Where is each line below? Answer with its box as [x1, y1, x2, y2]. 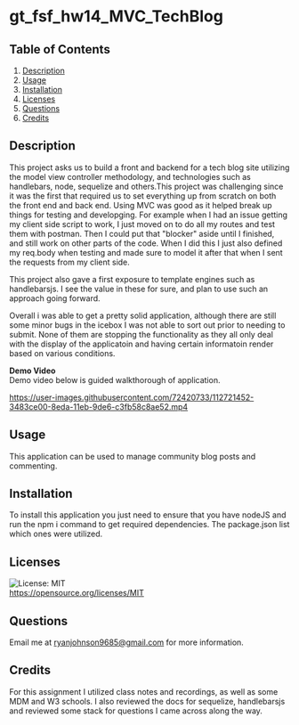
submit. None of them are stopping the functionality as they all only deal [9, 329, 274, 339]
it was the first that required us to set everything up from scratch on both [9, 190, 277, 201]
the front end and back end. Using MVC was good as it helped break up [9, 200, 273, 210]
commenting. [9, 460, 58, 471]
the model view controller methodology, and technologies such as [9, 171, 251, 182]
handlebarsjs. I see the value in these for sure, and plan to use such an [9, 283, 269, 294]
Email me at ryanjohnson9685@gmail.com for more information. [9, 637, 245, 648]
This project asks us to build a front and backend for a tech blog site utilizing [9, 162, 290, 173]
